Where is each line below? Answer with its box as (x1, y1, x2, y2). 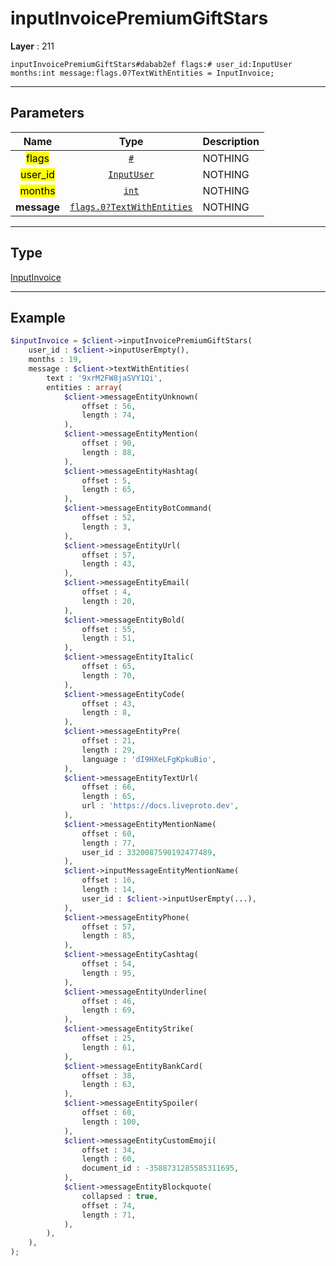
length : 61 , (81, 1042, 137, 1052)
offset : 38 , (81, 1070, 137, 1081)
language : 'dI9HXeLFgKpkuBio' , (81, 754, 217, 764)
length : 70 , (81, 670, 137, 681)
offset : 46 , (81, 996, 137, 1006)
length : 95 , (81, 968, 137, 978)
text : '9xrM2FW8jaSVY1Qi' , (46, 373, 163, 383)
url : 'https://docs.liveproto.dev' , (81, 801, 240, 811)
